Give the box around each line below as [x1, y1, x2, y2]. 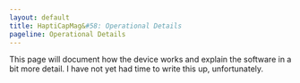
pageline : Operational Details [9, 29, 126, 38]
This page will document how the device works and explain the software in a [9, 54, 292, 65]
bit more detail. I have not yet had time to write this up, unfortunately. [9, 63, 264, 74]
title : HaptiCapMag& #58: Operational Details [9, 21, 182, 30]
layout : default [9, 12, 70, 22]
